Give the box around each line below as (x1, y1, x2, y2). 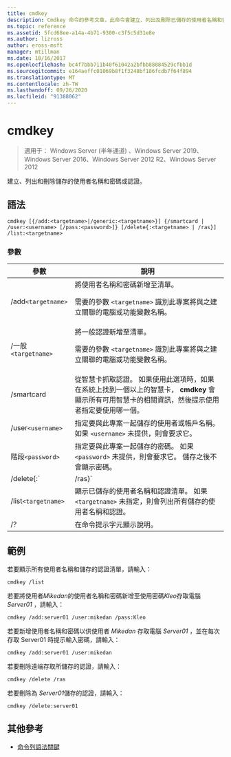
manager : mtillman (7, 49, 60, 56)
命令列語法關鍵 (16, 743, 60, 751)
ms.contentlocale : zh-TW (7, 81, 78, 87)
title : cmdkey (7, 10, 48, 17)
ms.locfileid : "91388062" (7, 94, 81, 100)
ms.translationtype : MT (7, 74, 76, 81)
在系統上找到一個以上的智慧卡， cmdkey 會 (74, 385, 215, 394)
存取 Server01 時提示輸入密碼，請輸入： (7, 635, 120, 643)
